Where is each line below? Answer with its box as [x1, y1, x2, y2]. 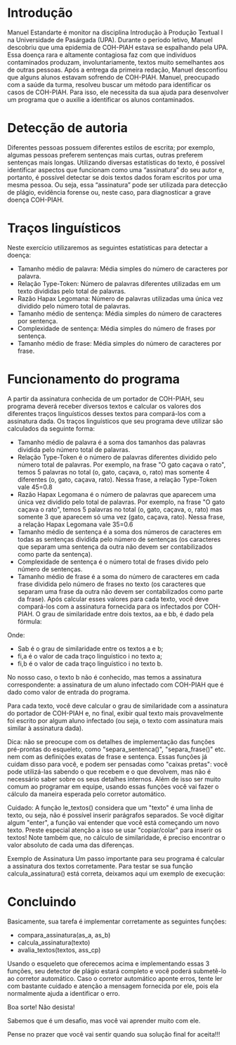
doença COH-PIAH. [7, 195, 64, 204]
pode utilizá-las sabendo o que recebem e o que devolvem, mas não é [7, 767, 211, 776]
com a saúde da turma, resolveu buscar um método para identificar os [7, 80, 211, 89]
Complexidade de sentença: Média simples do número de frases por [17, 324, 216, 332]
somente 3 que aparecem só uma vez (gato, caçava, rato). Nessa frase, [17, 512, 225, 521]
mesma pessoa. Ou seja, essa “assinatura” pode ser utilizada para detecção [7, 181, 228, 189]
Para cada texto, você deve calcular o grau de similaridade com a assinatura [7, 701, 228, 710]
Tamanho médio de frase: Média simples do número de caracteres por [17, 339, 222, 347]
